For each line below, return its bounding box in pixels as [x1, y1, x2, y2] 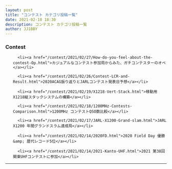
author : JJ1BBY [5, 27, 38, 32]
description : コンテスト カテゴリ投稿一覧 [5, 22, 87, 27]
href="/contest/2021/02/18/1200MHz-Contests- [33, 103, 133, 109]
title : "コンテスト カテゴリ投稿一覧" [5, 12, 78, 17]
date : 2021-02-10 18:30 [5, 17, 56, 22]
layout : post [5, 7, 33, 13]
